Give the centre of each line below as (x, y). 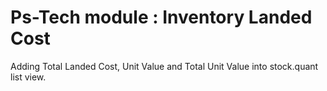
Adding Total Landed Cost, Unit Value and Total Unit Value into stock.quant (164, 66)
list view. (28, 77)
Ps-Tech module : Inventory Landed (161, 17)
